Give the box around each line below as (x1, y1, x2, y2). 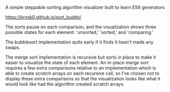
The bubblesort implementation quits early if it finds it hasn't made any (5, 39, 154, 45)
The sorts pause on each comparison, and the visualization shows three (5, 24, 156, 30)
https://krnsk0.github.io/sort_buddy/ (5, 14, 81, 20)
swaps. (5, 44, 20, 50)
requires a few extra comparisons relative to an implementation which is (5, 65, 156, 71)
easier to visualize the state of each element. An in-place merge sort (5, 60, 149, 65)
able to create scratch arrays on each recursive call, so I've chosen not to (5, 70, 159, 76)
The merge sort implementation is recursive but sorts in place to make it (5, 54, 156, 60)
